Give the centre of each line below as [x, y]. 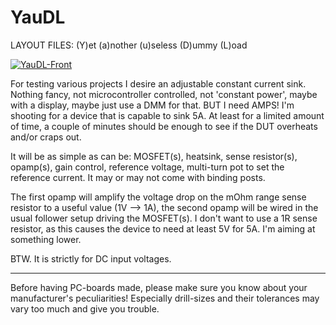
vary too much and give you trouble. [85, 308]
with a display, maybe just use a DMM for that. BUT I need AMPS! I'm [152, 105]
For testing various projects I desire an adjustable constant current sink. [158, 83]
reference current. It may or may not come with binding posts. [138, 177]
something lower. [46, 239]
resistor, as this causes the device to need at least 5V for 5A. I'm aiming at [163, 228]
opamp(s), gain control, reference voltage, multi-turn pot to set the [147, 167]
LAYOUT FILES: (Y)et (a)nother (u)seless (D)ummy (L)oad [129, 45]
